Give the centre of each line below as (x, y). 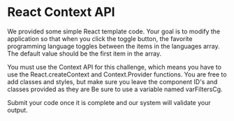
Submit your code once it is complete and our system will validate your (109, 102)
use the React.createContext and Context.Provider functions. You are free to (117, 74)
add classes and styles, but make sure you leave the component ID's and (112, 81)
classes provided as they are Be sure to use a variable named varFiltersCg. (115, 89)
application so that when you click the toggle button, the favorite (100, 38)
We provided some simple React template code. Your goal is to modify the (114, 31)
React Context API (61, 12)
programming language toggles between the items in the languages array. (114, 46)
